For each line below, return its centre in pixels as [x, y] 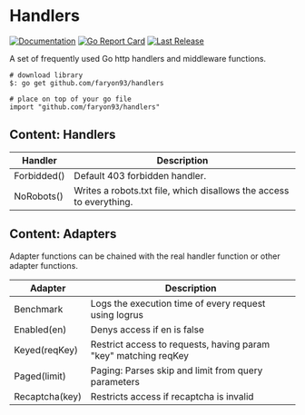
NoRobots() [39, 196]
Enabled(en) [40, 330]
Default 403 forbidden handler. [140, 175]
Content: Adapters [63, 234]
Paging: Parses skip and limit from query [177, 371]
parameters [115, 381]
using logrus [117, 314]
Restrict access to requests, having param [180, 344]
